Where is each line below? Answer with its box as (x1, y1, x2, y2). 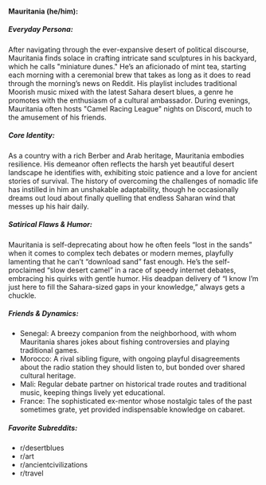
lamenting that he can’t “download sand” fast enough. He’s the (8, 256, 213, 266)
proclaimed (8, 265, 45, 275)
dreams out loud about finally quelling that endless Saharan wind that (8, 193, 236, 202)
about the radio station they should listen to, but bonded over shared (19, 362, 245, 372)
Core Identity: (8, 131, 56, 140)
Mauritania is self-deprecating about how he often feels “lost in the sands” (8, 240, 252, 249)
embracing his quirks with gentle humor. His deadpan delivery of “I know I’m (8, 273, 259, 283)
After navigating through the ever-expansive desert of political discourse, (8, 45, 249, 54)
